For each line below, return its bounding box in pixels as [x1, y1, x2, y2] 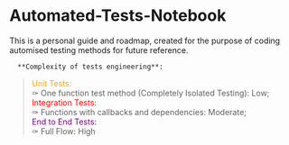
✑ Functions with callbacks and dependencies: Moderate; [31, 106, 247, 117]
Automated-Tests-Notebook [9, 5, 227, 26]
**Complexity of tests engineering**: [17, 62, 164, 71]
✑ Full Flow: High [31, 125, 97, 136]
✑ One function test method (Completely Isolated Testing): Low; [31, 87, 270, 98]
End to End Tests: [31, 116, 98, 127]
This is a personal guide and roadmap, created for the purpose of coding [9, 35, 281, 46]
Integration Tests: [31, 96, 98, 108]
